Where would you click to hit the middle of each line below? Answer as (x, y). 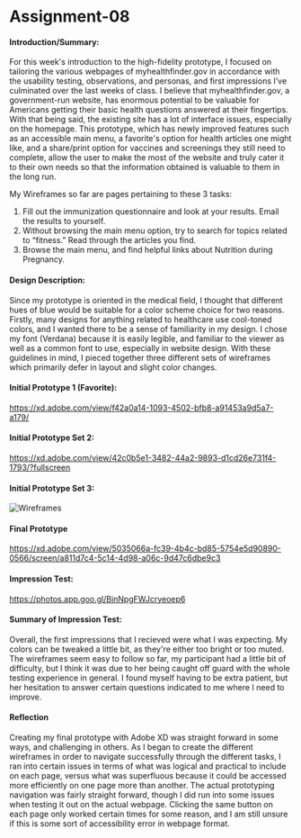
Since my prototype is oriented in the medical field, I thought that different (146, 300)
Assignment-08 (70, 17)
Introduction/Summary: (54, 41)
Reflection (29, 717)
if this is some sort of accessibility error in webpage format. (120, 824)
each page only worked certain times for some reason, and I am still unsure (149, 814)
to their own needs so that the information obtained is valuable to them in (145, 167)
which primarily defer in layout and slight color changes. (113, 367)
